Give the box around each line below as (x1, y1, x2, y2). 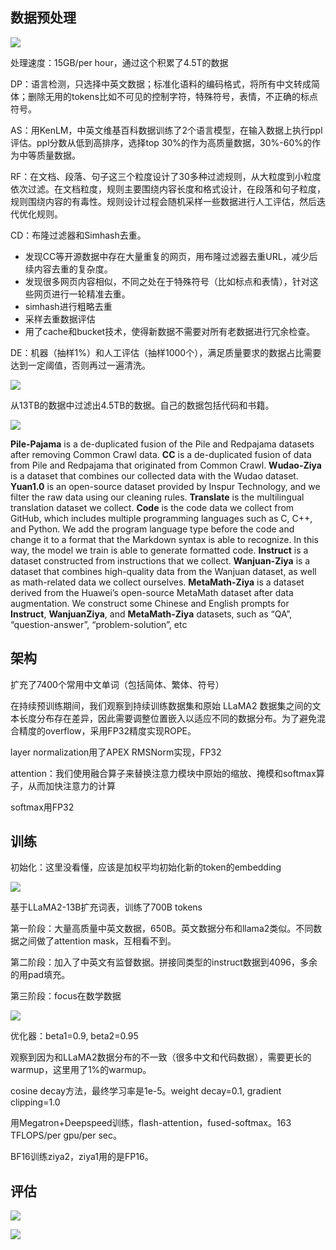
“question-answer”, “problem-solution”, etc (10, 618, 188, 630)
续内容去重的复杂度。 (24, 263, 113, 275)
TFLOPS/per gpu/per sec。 (10, 1129, 122, 1142)
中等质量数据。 (18, 149, 81, 161)
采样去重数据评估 (24, 313, 96, 325)
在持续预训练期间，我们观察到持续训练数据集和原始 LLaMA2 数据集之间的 (10, 699, 313, 712)
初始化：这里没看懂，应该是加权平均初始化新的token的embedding (10, 861, 282, 873)
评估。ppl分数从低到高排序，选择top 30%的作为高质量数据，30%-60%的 (10, 136, 313, 148)
